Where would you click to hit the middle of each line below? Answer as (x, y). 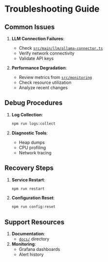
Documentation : (28, 234)
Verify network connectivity (47, 53)
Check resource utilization (45, 82)
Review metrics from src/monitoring (55, 77)
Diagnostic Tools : (30, 133)
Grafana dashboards (39, 249)
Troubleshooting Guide (52, 9)
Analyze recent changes (43, 88)
